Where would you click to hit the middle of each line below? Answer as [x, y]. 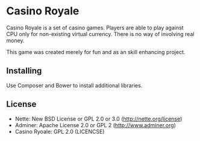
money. [16, 40]
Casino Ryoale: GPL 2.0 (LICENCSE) [60, 131]
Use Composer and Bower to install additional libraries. [74, 85]
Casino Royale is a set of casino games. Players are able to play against [95, 28]
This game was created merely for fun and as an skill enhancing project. [96, 52]
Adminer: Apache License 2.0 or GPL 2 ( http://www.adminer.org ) [95, 125]
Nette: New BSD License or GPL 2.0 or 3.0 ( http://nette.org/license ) [98, 119]
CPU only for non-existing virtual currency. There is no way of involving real [100, 34]
